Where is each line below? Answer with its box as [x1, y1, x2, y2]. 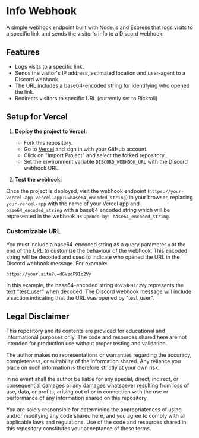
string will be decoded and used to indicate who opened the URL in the [6, 253, 180, 261]
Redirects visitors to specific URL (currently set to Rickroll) [14, 94, 158, 101]
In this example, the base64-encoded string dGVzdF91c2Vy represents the [6, 281, 184, 288]
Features [6, 47, 40, 58]
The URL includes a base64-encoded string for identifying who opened [14, 82, 190, 89]
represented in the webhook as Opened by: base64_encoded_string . [6, 212, 170, 220]
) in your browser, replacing [125, 193, 193, 201]
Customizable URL [6, 227, 61, 236]
